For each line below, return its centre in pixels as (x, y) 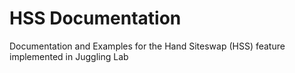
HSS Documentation (95, 18)
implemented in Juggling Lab (69, 56)
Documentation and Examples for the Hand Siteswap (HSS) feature (147, 46)
